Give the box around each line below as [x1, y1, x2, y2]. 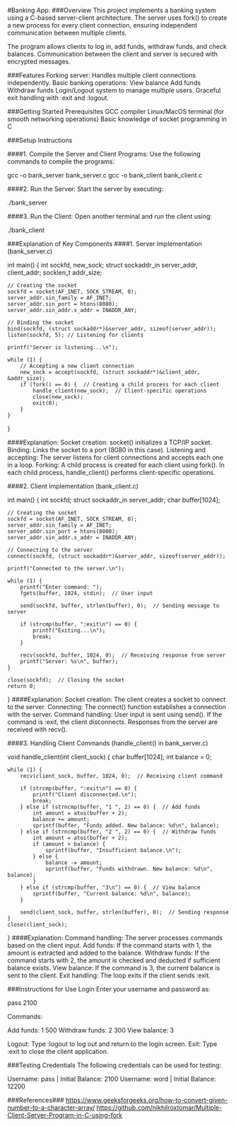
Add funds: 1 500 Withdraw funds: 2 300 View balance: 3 [7, 1026, 175, 1034]
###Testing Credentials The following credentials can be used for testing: [7, 1061, 222, 1069]
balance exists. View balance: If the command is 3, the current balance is [7, 964, 220, 972]
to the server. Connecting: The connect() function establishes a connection [7, 703, 226, 711]
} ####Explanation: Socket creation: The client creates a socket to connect [7, 695, 226, 703]
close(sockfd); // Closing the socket [7, 677, 125, 684]
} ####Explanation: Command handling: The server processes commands [7, 933, 223, 942]
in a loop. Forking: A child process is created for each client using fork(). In [7, 461, 225, 469]
